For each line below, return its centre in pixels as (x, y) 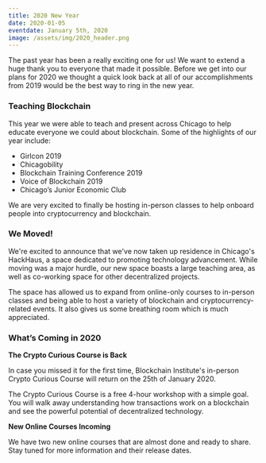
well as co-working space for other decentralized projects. (104, 276)
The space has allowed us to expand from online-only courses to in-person (131, 291)
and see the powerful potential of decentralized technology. (106, 411)
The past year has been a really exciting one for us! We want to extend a (127, 60)
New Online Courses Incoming (60, 426)
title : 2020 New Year (44, 15)
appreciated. (29, 317)
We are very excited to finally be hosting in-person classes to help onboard (131, 205)
